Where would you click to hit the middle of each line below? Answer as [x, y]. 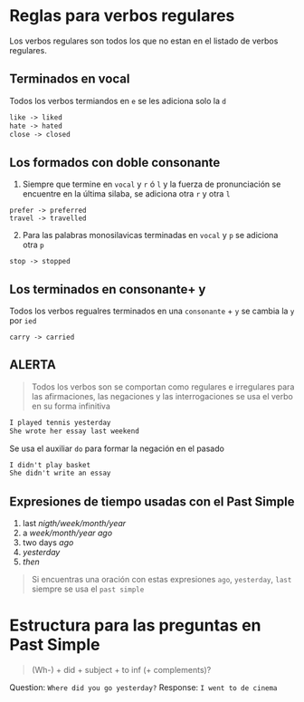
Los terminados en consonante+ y [108, 289]
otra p [33, 245]
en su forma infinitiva [71, 406]
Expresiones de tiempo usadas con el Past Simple [152, 501]
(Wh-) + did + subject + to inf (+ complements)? [121, 670]
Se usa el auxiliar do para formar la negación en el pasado [117, 448]
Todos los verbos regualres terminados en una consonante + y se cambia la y [152, 311]
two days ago [48, 543]
